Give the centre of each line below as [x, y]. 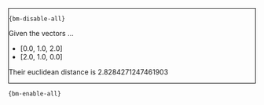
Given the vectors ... [42, 33]
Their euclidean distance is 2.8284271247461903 [89, 72]
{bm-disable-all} [37, 19]
